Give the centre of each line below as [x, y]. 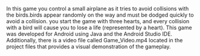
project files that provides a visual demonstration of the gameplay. [89, 46]
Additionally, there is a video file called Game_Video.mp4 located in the [95, 40]
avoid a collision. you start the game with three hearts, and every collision [98, 21]
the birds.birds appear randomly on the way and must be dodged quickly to [100, 15]
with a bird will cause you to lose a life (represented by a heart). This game [99, 27]
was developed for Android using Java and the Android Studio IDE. [89, 34]
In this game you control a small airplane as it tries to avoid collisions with [98, 9]
